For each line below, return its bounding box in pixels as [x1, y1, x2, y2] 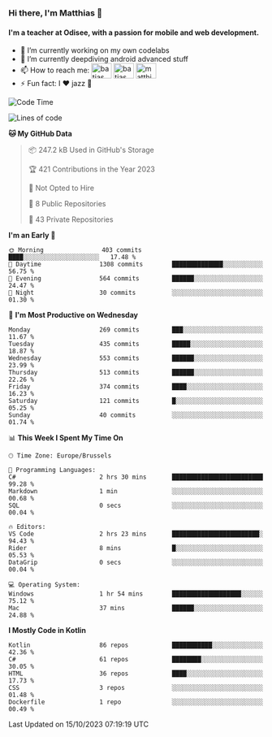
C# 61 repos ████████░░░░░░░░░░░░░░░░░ [8, 656, 264, 664]
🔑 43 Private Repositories [28, 215, 114, 224]
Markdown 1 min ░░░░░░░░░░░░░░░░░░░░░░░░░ [8, 488, 264, 496]
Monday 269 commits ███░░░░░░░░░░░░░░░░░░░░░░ [8, 326, 264, 334]
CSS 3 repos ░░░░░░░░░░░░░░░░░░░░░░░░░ [8, 684, 264, 692]
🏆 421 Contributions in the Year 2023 [28, 164, 156, 174]
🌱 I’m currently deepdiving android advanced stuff [19, 54, 189, 64]
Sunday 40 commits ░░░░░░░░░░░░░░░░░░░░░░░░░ [8, 411, 264, 419]
